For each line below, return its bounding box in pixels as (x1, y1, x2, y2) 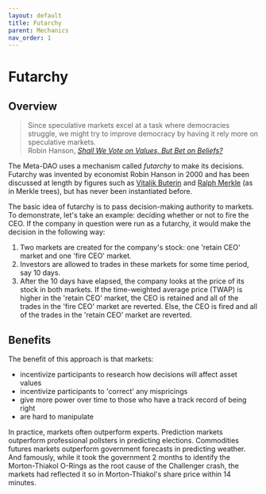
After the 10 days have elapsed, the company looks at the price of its (19, 276, 245, 286)
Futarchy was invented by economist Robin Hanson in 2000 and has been (8, 170, 250, 179)
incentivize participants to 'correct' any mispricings (19, 387, 188, 396)
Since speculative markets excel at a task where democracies (27, 121, 230, 130)
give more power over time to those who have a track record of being (19, 395, 247, 405)
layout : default (8, 11, 62, 20)
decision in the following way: (8, 227, 106, 237)
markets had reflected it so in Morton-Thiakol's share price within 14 (8, 469, 232, 479)
